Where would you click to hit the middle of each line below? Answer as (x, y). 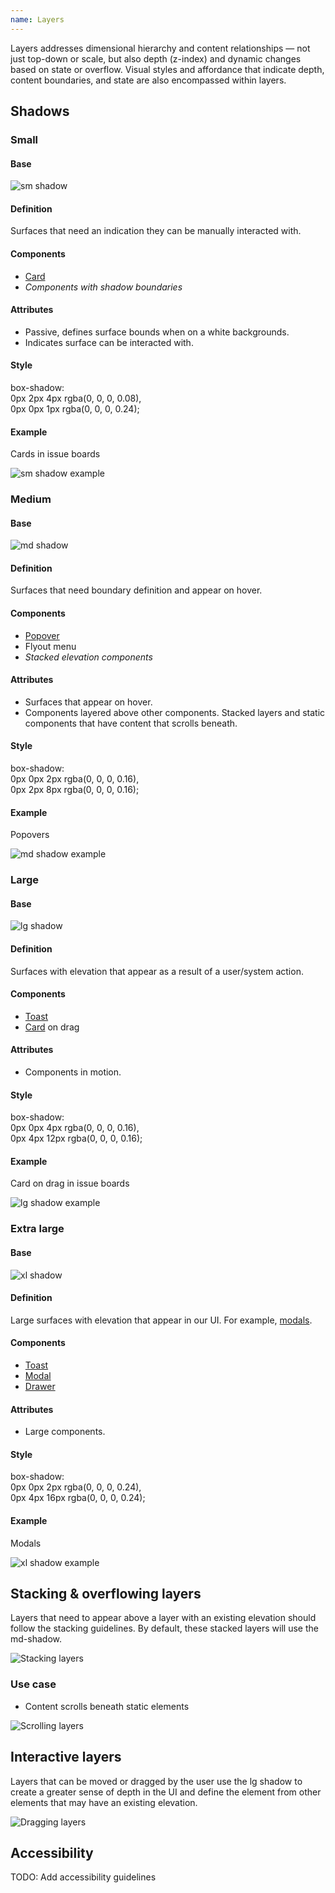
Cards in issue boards (55, 454)
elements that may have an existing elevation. (104, 1802)
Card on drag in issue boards (70, 1183)
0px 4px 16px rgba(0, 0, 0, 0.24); (78, 1498)
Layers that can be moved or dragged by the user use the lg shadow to (156, 1781)
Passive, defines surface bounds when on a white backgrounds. (157, 332)
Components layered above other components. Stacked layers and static (175, 712)
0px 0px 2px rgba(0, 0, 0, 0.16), (75, 779)
